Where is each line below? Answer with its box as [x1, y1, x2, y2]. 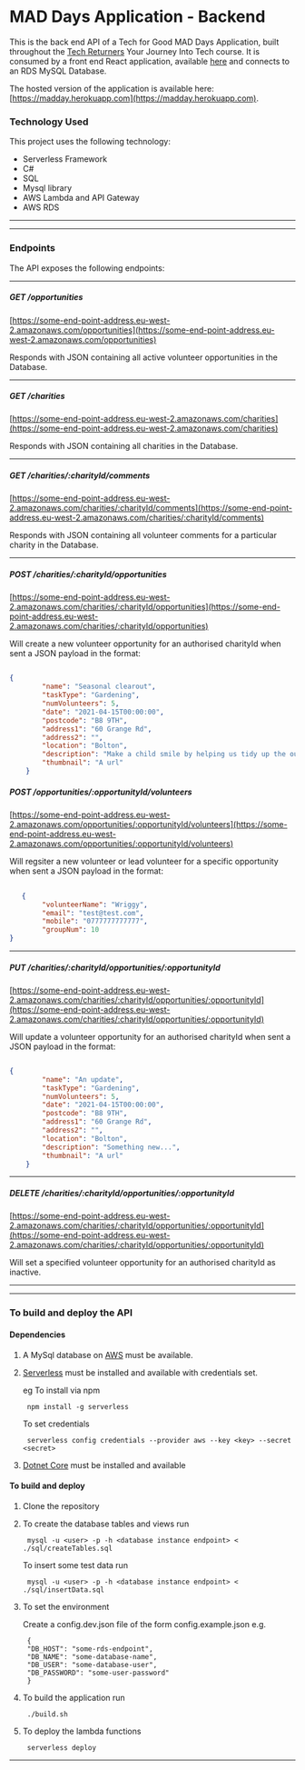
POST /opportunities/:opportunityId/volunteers [9, 786, 192, 797]
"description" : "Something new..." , [42, 1143, 181, 1152]
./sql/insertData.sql [22, 1585, 104, 1595]
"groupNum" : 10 [42, 925, 100, 935]
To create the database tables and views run [22, 1518, 190, 1529]
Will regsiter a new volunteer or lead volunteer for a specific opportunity [9, 855, 279, 866]
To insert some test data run [22, 1559, 129, 1570]
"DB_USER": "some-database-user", [26, 1660, 158, 1669]
